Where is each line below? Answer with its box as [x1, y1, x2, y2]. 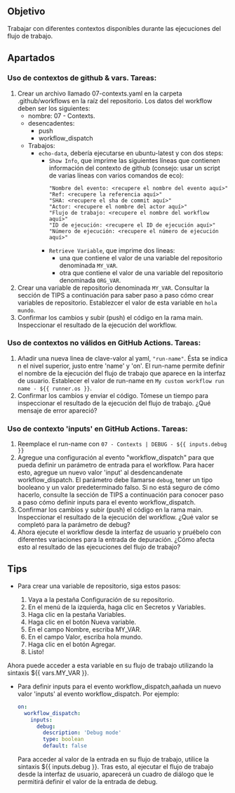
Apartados [7, 52, 55, 64]
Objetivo [7, 6, 46, 18]
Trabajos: [27, 141, 55, 149]
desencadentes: [27, 119, 75, 127]
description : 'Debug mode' [43, 729, 122, 736]
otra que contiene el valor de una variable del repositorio [59, 268, 223, 276]
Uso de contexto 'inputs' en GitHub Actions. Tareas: [7, 424, 188, 434]
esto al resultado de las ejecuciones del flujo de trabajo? [17, 543, 181, 552]
